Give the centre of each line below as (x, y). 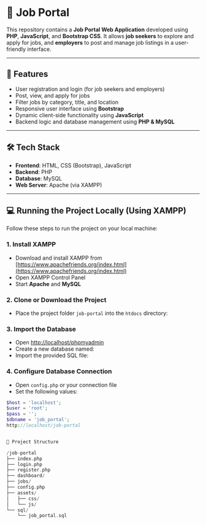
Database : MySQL (39, 178)
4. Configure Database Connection (59, 371)
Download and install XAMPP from (59, 258)
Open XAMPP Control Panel (50, 277)
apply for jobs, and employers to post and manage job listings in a (90, 42)
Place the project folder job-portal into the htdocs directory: (91, 313)
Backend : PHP (34, 172)
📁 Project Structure (33, 441)
